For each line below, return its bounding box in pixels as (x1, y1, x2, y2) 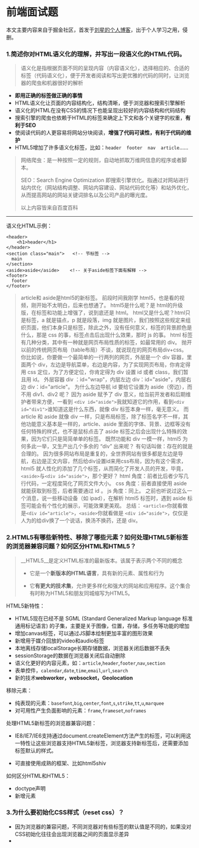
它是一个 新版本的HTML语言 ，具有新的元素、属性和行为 (29, 569, 165, 577)
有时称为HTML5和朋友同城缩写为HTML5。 (29, 589, 133, 597)
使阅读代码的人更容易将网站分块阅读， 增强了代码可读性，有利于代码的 (14, 129, 187, 137)
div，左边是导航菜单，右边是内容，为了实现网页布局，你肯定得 (37, 361, 191, 368)
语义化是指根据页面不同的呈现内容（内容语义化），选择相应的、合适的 (20, 65, 190, 72)
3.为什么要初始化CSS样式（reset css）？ (6, 808, 124, 817)
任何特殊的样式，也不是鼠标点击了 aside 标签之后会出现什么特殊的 (20, 428, 182, 435)
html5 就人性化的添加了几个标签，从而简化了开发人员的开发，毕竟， (20, 465, 187, 472)
